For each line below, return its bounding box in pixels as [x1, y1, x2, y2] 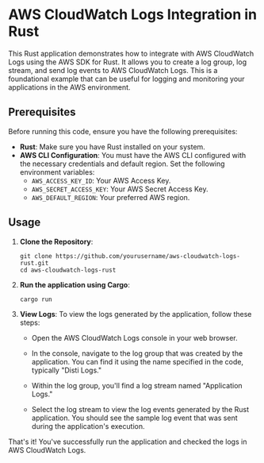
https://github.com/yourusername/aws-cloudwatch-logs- [55, 252, 240, 260]
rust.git [19, 259, 49, 267]
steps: [19, 318, 40, 327]
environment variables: [19, 167, 95, 176]
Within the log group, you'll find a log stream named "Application [31, 380, 243, 390]
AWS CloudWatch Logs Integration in [8, 6, 258, 24]
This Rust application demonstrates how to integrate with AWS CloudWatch [8, 48, 254, 58]
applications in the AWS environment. [8, 82, 131, 92]
